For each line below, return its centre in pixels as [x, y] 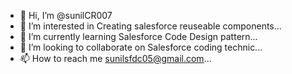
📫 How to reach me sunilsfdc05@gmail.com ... [115, 58]
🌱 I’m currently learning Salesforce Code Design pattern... [138, 36]
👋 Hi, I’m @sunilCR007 [66, 15]
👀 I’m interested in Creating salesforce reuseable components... [150, 26]
